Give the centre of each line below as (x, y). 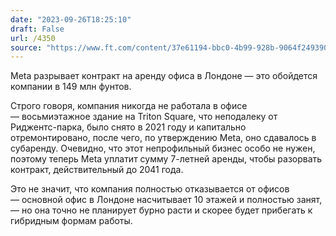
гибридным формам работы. (71, 221)
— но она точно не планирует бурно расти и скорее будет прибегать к (161, 210)
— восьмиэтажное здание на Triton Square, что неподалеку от (144, 117)
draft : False (37, 29)
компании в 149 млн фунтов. (71, 87)
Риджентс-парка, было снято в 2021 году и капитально (128, 127)
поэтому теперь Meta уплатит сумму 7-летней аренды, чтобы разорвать (166, 159)
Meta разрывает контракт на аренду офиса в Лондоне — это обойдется (164, 76)
